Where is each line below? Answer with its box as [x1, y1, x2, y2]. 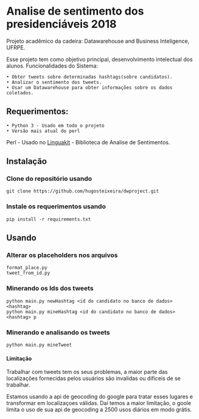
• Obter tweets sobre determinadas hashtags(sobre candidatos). [6, 74, 173, 80]
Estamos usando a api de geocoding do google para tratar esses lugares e [6, 393, 194, 400]
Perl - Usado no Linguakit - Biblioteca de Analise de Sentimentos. [6, 138, 170, 146]
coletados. [6, 90, 34, 96]
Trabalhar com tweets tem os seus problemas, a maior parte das [6, 368, 169, 376]
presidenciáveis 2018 [6, 17, 117, 31]
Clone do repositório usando [6, 175, 93, 183]
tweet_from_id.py [6, 270, 51, 276]
